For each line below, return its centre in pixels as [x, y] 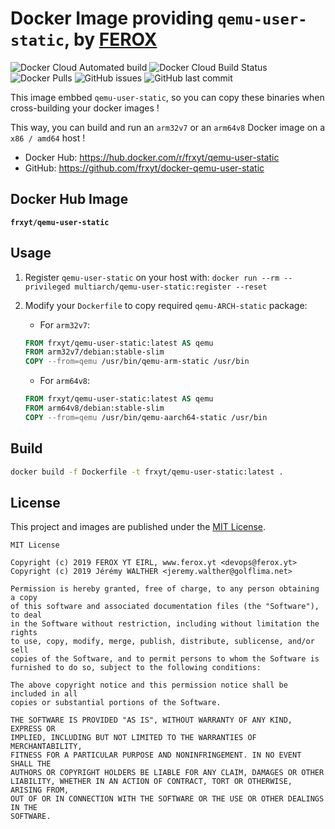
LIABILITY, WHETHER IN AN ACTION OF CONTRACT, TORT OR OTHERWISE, [151, 782]
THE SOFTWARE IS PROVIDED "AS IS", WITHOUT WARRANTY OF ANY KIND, [151, 720]
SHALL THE [31, 764]
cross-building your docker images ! [85, 108]
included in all [44, 694]
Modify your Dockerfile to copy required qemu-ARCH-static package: [166, 305]
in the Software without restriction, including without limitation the [165, 624]
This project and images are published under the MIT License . [138, 527]
